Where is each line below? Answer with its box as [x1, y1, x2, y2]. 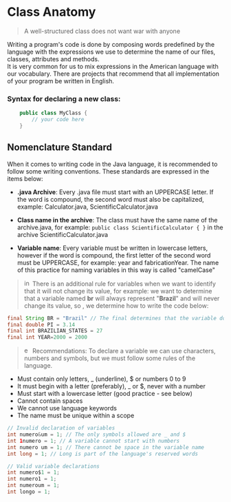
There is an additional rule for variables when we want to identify [32, 280, 217, 288]
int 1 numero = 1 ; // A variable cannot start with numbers [7, 437, 180, 444]
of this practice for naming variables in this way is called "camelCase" [16, 266, 215, 274]
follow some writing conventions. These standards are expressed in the [7, 167, 210, 176]
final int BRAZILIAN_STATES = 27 [7, 328, 103, 335]
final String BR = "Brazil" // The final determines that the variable [7, 315, 217, 322]
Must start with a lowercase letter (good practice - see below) [16, 390, 192, 398]
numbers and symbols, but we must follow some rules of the [23, 354, 196, 362]
